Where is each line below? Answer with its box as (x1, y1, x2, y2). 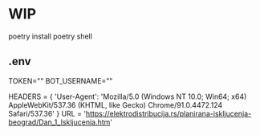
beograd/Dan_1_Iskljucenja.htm (8, 117, 111, 127)
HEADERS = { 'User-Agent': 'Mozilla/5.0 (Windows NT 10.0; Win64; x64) (8, 92, 247, 101)
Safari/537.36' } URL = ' (8, 108, 87, 118)
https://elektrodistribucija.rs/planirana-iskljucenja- (85, 108, 252, 118)
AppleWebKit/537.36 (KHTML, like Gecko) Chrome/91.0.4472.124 (8, 100, 223, 109)
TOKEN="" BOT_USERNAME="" (8, 76, 113, 85)
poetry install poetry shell (8, 31, 92, 41)
